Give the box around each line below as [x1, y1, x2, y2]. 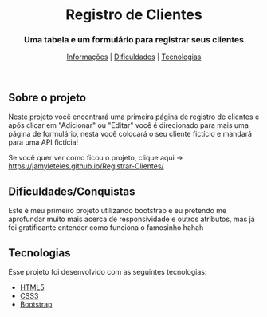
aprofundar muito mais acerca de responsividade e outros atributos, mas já [8, 214, 255, 224]
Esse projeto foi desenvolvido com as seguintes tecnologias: [8, 267, 207, 276]
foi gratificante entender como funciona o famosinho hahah [8, 223, 204, 232]
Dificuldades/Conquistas [8, 184, 135, 198]
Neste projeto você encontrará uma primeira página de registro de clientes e [8, 112, 260, 121]
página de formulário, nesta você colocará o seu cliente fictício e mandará [8, 129, 253, 139]
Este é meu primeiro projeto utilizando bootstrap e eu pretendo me [8, 206, 227, 216]
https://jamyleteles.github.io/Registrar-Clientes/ [8, 161, 165, 171]
